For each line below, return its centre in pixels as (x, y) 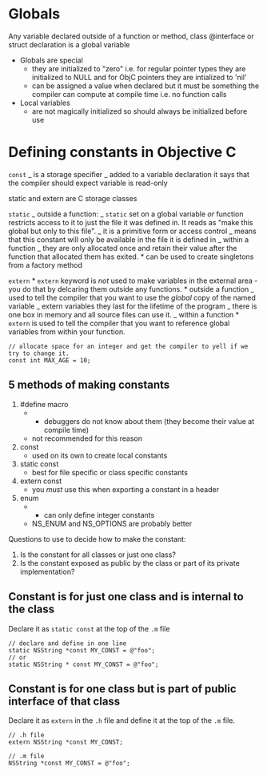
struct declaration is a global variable (69, 44)
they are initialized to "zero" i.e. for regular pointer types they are (139, 68)
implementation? (47, 571)
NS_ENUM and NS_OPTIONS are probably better (112, 523)
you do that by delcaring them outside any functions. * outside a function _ (131, 289)
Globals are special (52, 60)
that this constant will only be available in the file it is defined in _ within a (129, 239)
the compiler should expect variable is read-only (88, 183)
